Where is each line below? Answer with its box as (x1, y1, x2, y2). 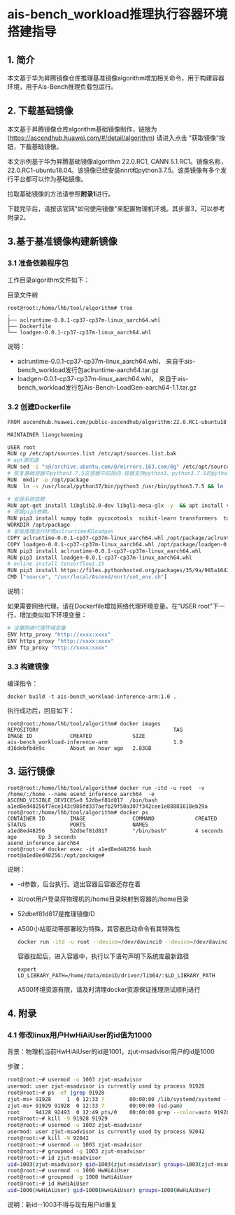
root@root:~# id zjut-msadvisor (7, 1154, 101, 1161)
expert (17, 966, 37, 973)
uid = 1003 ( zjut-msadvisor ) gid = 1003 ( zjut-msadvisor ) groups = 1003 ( (7, 1160, 202, 1168)
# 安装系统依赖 (7, 495, 45, 502)
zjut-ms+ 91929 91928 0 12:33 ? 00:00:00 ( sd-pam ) (7, 1102, 183, 1109)
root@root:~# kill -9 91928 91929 (7, 1115, 108, 1123)
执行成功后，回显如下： (7, 706, 75, 714)
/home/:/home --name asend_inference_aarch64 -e (7, 790, 155, 797)
